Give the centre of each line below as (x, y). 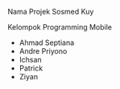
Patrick (31, 68)
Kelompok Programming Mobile (60, 27)
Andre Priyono (43, 51)
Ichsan (30, 60)
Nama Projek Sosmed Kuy (51, 12)
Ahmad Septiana (47, 42)
